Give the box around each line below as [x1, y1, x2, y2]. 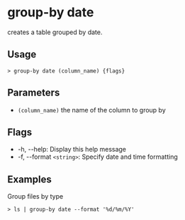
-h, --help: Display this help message [17, 145, 126, 154]
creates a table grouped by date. [7, 28, 103, 36]
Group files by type [7, 192, 64, 201]
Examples [7, 173, 52, 185]
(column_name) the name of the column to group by [17, 105, 167, 114]
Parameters [7, 87, 60, 99]
